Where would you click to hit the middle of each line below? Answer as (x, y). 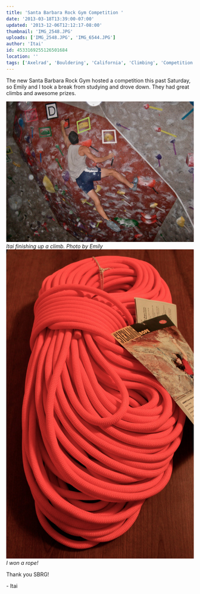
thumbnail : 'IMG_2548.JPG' (40, 32)
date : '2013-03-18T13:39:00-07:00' (50, 19)
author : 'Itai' (25, 44)
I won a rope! (22, 563)
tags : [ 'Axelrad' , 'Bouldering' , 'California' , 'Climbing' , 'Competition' (101, 62)
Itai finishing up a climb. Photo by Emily (54, 246)
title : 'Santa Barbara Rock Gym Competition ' (65, 12)
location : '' (22, 56)
